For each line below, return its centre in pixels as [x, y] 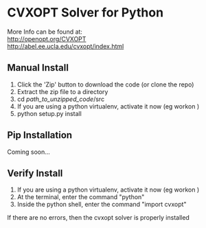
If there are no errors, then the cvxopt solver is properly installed [99, 218]
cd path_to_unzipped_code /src [61, 99]
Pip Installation [40, 135]
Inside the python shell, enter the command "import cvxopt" [102, 205]
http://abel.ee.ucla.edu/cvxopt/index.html [66, 46]
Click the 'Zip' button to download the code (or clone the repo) [105, 84]
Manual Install [38, 68]
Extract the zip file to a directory [62, 91]
